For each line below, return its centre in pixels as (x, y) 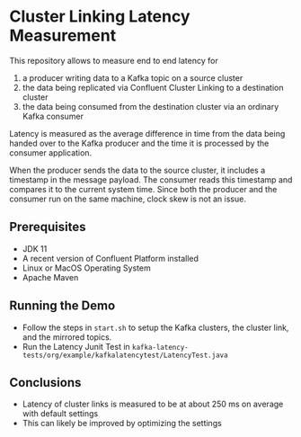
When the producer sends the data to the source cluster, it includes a (137, 170)
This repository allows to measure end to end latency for (114, 60)
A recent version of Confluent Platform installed (111, 258)
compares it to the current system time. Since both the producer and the (143, 189)
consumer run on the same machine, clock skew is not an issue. (128, 199)
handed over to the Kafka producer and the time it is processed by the (139, 143)
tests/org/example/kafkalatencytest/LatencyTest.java (125, 355)
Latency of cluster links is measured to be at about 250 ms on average (153, 404)
